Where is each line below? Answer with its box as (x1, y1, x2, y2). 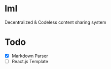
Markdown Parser (11, 53, 48, 59)
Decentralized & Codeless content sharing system (4, 19, 107, 25)
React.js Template (11, 58, 48, 64)
